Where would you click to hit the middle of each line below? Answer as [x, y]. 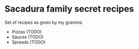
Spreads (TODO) [28, 42]
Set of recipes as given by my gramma [44, 22]
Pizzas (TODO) [27, 32]
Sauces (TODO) [27, 37]
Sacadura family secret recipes [69, 9]
